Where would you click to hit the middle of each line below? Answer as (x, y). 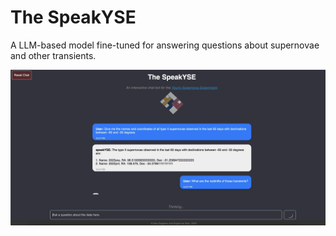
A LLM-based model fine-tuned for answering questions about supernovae (165, 45)
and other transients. (53, 55)
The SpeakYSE (73, 17)
